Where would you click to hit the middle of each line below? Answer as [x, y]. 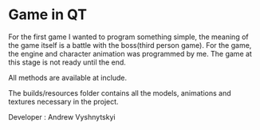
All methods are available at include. [68, 77]
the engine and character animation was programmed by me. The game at [130, 53]
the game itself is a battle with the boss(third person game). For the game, [130, 45]
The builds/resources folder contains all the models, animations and [120, 93]
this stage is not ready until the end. [67, 62]
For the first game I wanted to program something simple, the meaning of [128, 37]
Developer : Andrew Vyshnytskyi [62, 116]
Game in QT [48, 15]
